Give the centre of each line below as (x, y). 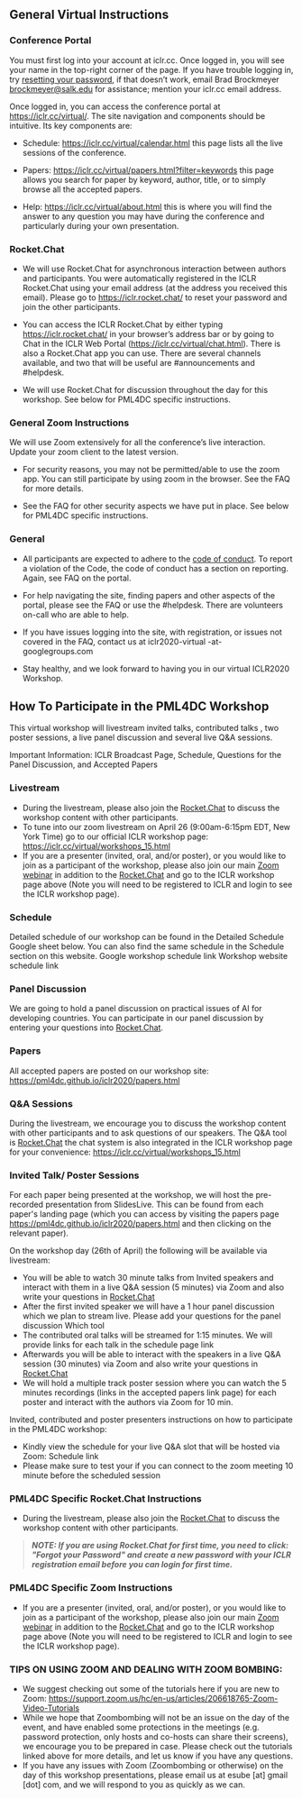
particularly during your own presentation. (101, 225)
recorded (26, 1205)
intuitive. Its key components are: (71, 125)
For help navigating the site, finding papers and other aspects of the (149, 595)
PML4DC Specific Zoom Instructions (91, 1588)
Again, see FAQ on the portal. (77, 578)
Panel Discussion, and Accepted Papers (83, 764)
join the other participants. (71, 306)
